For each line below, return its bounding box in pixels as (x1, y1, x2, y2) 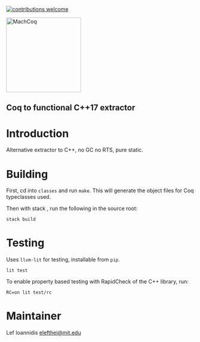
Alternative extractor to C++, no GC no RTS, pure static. (6, 146, 143, 153)
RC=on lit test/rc (6, 289, 52, 295)
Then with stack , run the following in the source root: (6, 205, 138, 212)
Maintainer (6, 309, 61, 323)
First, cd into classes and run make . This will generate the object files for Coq (6, 187, 194, 194)
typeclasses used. (6, 193, 51, 201)
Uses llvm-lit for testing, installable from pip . (6, 256, 121, 263)
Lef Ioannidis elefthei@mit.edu (6, 329, 82, 337)
